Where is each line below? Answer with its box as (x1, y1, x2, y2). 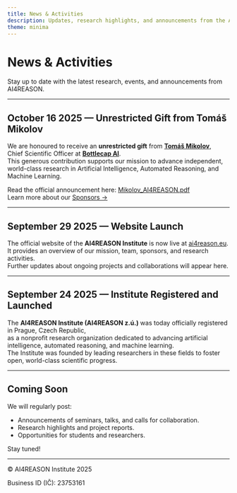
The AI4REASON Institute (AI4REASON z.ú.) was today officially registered (7, 318, 228, 327)
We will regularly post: (7, 402, 72, 410)
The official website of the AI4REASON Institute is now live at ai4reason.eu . (7, 238, 229, 248)
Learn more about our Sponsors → (7, 193, 108, 202)
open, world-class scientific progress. (7, 356, 118, 364)
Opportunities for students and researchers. (17, 431, 146, 439)
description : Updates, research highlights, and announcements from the (7, 17, 226, 24)
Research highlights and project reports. (17, 423, 135, 431)
